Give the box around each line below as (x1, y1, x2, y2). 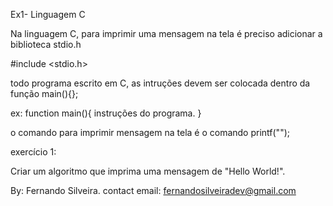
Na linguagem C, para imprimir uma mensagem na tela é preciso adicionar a (10, 28, 323, 39)
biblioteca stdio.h (10, 39, 82, 50)
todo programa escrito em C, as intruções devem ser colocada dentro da (10, 77, 311, 89)
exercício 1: (10, 146, 57, 158)
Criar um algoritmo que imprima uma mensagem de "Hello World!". (10, 165, 286, 177)
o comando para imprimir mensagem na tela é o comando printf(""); (10, 127, 290, 138)
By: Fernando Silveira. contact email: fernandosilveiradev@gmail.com (10, 185, 297, 196)
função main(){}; (10, 88, 79, 99)
